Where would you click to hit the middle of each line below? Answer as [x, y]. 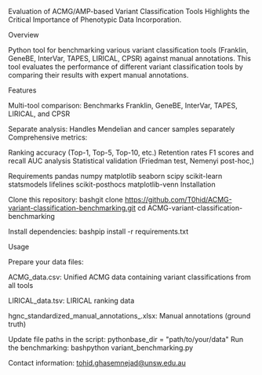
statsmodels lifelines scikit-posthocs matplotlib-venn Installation [112, 184]
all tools [21, 285]
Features [22, 90]
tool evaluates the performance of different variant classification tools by [126, 67]
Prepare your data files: [46, 262]
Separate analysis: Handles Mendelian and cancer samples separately [122, 129]
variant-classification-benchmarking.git [72, 208]
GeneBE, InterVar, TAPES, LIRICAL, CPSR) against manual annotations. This [129, 58]
